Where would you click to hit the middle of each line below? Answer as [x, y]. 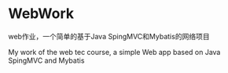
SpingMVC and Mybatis [46, 60]
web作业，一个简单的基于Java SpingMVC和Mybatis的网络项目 [109, 36]
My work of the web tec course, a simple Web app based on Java [114, 52]
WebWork [41, 14]
